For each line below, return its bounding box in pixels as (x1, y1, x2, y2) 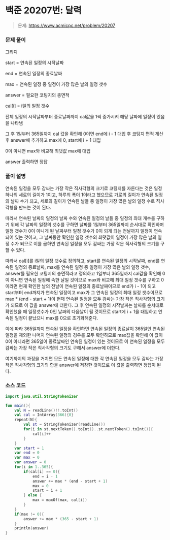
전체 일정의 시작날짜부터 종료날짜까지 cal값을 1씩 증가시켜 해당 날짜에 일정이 (5, 114, 156, 120)
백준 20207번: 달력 (5, 5, 82, 16)
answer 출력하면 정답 (5, 158, 48, 165)
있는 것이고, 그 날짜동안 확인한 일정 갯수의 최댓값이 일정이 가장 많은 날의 (14, 234, 157, 240)
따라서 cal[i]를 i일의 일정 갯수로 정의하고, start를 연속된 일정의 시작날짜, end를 (5, 258, 160, 264)
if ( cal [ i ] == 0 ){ (23, 469, 60, 474)
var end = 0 (14, 450, 40, 455)
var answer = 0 (14, 460, 47, 465)
